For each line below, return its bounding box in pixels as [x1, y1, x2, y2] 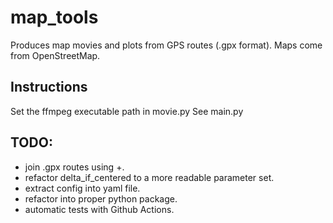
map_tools [10, 6, 99, 29]
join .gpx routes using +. [24, 161, 125, 173]
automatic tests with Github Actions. [24, 203, 175, 215]
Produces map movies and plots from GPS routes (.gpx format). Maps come [10, 39, 323, 51]
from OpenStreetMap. [10, 49, 101, 61]
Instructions [10, 79, 88, 96]
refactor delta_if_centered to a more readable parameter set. [24, 171, 275, 183]
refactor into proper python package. [24, 192, 178, 205]
